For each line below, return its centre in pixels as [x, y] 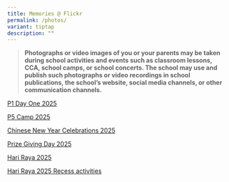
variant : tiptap [31, 26]
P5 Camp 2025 [29, 117]
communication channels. [63, 90]
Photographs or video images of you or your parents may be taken [122, 53]
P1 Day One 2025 [32, 104]
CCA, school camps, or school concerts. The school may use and [121, 68]
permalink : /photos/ [37, 20]
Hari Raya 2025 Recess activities [54, 171]
